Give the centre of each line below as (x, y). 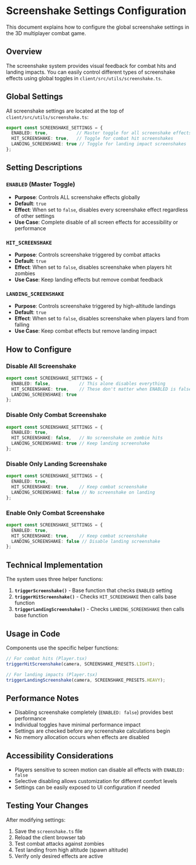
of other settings (34, 216)
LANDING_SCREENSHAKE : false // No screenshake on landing (83, 492)
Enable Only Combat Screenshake (55, 512)
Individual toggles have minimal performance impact (78, 725)
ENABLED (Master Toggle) (41, 184)
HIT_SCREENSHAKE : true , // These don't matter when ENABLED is (94, 389)
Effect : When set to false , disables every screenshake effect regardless (101, 210)
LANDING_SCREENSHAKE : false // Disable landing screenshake (86, 541)
